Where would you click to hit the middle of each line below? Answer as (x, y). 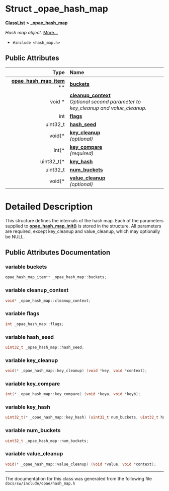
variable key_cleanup (32, 360)
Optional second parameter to (105, 101)
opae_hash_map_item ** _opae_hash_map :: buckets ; (56, 277)
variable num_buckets (33, 431)
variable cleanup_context (37, 290)
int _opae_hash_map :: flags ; (35, 324)
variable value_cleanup (34, 454)
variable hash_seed (29, 337)
